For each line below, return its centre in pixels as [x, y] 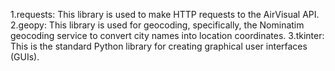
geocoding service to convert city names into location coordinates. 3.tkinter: [167, 35]
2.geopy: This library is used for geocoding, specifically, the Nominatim [157, 25]
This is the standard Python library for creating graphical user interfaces [159, 46]
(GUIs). [25, 57]
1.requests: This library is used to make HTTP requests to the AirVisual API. [165, 14]
